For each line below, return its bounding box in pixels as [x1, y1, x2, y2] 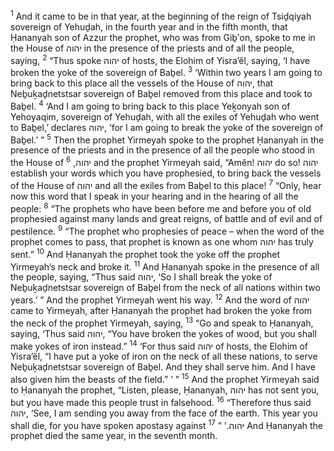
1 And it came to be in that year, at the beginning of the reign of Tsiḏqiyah [10, 9, 312, 22]
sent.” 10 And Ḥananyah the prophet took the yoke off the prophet [10, 246, 281, 260]
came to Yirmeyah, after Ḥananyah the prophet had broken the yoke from [10, 304, 313, 316]
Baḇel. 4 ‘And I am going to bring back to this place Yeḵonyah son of [10, 98, 291, 112]
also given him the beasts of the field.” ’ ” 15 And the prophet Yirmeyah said [10, 372, 320, 385]
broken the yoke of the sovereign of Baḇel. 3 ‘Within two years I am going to [10, 65, 323, 78]
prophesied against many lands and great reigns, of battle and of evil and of [10, 213, 323, 225]
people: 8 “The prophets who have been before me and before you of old [10, 200, 312, 214]
